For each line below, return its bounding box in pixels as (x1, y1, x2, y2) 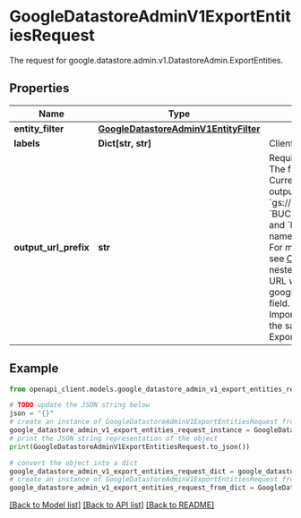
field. (268, 297, 290, 310)
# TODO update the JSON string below (9, 401, 150, 410)
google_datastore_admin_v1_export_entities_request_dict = (9, 467, 235, 476)
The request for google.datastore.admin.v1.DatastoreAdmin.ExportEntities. (9, 55, 284, 65)
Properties (9, 81, 70, 96)
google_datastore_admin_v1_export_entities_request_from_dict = (9, 483, 254, 493)
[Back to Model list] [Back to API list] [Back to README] (9, 499, 215, 511)
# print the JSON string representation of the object (9, 434, 219, 443)
